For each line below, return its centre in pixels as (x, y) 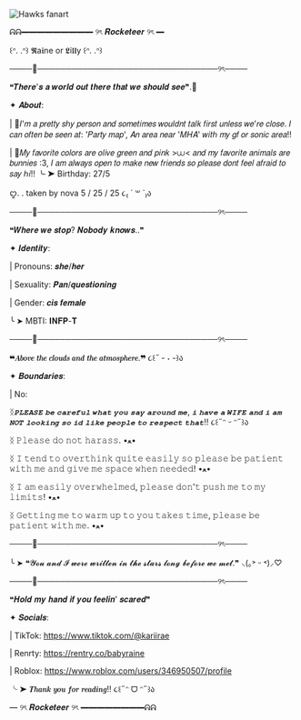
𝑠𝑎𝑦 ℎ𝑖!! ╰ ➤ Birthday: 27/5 (60, 174)
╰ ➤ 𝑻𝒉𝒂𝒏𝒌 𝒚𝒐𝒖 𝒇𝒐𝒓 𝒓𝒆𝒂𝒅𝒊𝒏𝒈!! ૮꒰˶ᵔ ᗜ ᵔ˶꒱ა (82, 689)
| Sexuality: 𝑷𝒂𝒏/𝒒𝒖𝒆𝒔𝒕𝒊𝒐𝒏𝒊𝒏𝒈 (63, 285)
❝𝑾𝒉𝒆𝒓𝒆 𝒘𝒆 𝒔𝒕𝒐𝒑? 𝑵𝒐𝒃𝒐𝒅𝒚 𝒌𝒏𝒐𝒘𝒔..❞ (77, 230)
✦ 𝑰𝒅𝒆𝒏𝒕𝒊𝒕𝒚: (30, 248)
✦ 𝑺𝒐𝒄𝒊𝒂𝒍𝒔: (30, 617)
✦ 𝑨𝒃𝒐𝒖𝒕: (27, 105)
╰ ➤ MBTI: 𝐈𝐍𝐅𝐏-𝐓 (43, 321)
